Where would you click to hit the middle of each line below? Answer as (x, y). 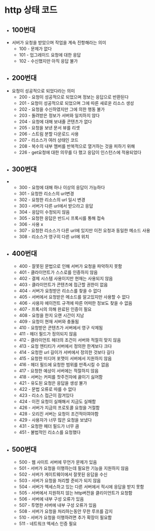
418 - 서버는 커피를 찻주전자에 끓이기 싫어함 (61, 377)
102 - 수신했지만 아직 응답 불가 (48, 61)
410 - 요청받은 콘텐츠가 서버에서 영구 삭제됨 (61, 328)
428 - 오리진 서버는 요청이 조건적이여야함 (59, 414)
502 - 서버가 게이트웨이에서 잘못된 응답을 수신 (63, 474)
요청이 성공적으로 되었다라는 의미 (43, 91)
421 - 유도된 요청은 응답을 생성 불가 (53, 383)
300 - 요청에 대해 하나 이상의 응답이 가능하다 (62, 187)
